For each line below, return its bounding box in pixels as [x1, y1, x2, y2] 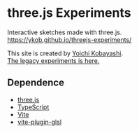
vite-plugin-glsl [17, 118, 61, 126]
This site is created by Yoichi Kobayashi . [7, 49, 124, 57]
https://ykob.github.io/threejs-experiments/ [7, 35, 132, 43]
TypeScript [17, 103, 50, 111]
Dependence [7, 77, 65, 89]
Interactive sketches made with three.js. [7, 28, 122, 36]
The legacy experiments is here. [7, 56, 100, 64]
